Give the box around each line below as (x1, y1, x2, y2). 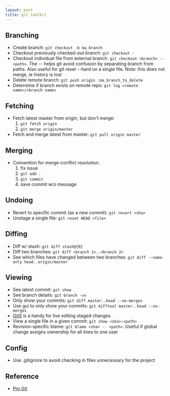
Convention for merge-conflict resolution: (12, 159, 100, 165)
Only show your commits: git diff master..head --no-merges (12, 297, 143, 303)
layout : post (5, 7, 33, 13)
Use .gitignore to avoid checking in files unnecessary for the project (12, 357, 155, 363)
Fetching (5, 101, 34, 110)
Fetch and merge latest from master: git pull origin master (12, 131, 141, 137)
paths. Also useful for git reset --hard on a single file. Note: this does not (12, 66, 165, 72)
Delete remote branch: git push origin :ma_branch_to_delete (12, 77, 144, 83)
